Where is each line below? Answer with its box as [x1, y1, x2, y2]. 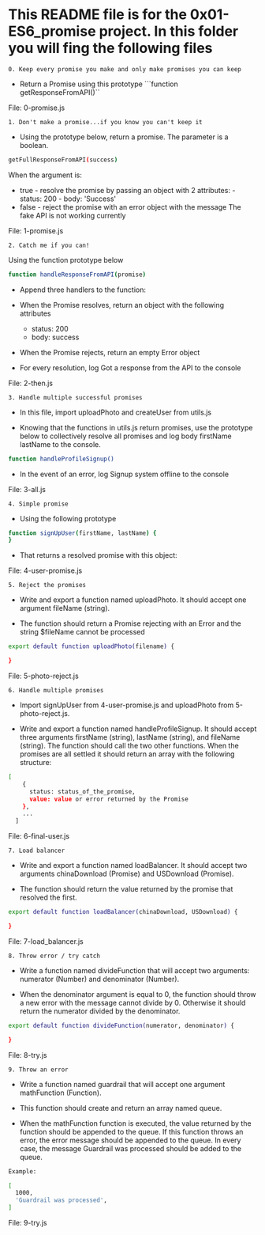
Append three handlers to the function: [19, 285, 146, 294]
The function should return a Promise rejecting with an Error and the [19, 619, 242, 628]
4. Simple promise [8, 500, 69, 508]
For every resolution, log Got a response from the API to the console [19, 362, 241, 373]
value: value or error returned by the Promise [28, 795, 189, 803]
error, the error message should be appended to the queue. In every [19, 1135, 241, 1145]
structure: [19, 758, 52, 767]
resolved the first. [19, 892, 77, 903]
